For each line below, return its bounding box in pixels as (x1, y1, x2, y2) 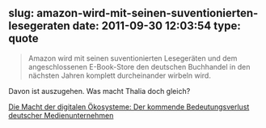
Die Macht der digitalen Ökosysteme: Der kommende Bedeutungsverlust (8, 101, 250, 112)
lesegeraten (8, 19, 70, 33)
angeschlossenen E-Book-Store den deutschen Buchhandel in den (27, 62, 251, 71)
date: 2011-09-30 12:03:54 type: (72, 19, 241, 33)
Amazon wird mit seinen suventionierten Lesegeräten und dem (27, 53, 238, 63)
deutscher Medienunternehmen (8, 110, 114, 120)
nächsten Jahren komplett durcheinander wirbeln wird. (27, 70, 212, 80)
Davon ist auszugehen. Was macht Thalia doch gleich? (8, 86, 191, 96)
